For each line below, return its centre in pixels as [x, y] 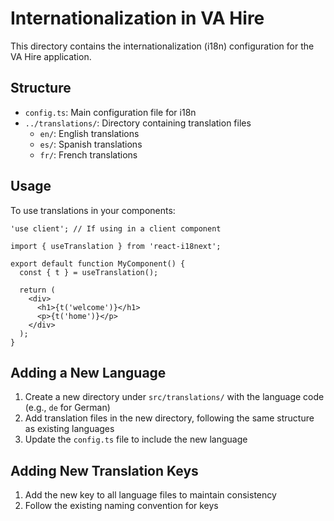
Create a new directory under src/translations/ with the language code [174, 397]
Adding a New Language [88, 372]
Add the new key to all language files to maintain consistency [150, 495]
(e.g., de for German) [67, 408]
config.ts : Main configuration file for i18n [110, 112]
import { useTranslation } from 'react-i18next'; [116, 246]
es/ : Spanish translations [91, 144]
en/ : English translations [89, 133]
